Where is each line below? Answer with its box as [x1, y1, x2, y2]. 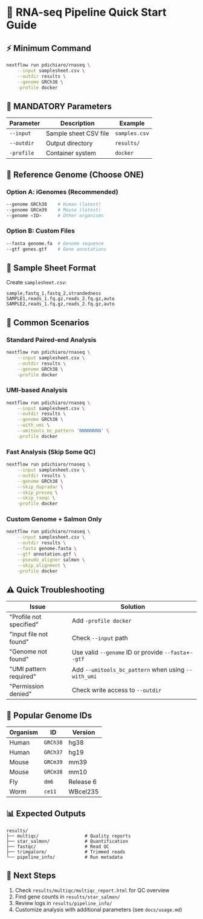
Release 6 [68, 778, 97, 786]
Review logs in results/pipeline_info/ [14, 899, 112, 906]
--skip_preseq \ [17, 489, 59, 496]
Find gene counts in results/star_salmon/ [14, 893, 120, 900]
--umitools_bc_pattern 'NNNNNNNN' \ [17, 428, 110, 434]
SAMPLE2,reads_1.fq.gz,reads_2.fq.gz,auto [6, 301, 115, 307]
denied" [9, 690, 32, 698]
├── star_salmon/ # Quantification [6, 838, 129, 844]
